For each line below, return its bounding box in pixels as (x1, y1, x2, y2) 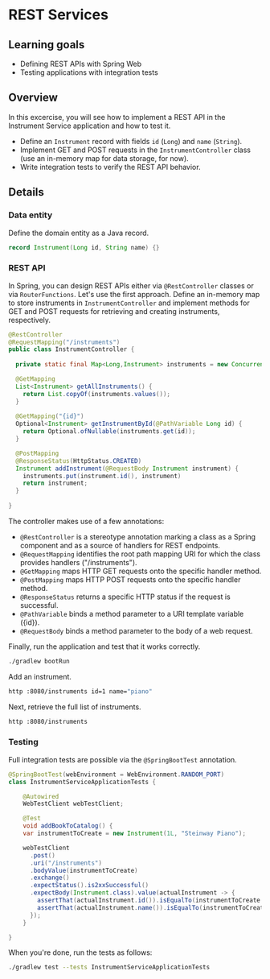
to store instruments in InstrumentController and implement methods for (8, 298, 251, 308)
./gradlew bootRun (8, 657, 70, 665)
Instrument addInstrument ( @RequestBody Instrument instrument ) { (15, 465, 239, 473)
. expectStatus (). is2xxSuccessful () (29, 882, 149, 890)
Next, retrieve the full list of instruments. (8, 702, 142, 712)
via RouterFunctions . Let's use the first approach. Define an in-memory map (8, 289, 260, 299)
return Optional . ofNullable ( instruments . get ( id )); (22, 428, 196, 436)
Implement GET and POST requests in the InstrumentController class (19, 145, 252, 155)
